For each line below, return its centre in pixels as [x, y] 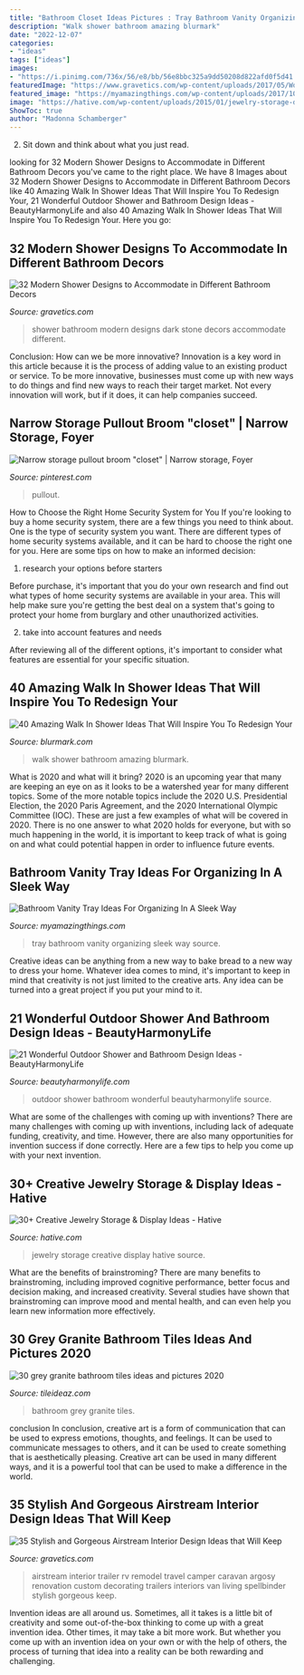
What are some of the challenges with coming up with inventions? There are [151, 1117]
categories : [32, 43]
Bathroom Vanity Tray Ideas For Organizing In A [146, 872]
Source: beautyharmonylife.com [70, 1082]
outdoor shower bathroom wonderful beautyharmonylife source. [152, 1099]
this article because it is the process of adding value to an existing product [148, 366]
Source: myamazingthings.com [68, 926]
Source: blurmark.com [51, 741]
